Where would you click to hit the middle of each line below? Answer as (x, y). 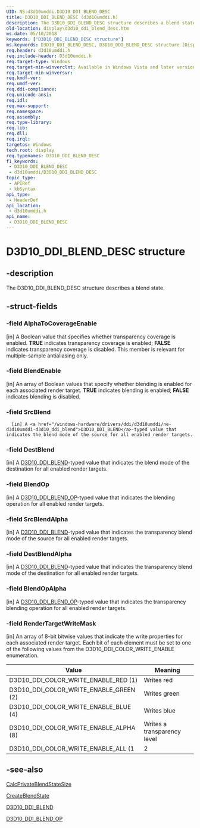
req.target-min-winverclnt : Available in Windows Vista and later (90, 67)
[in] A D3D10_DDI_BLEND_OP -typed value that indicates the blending (91, 497)
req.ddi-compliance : (32, 89)
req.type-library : (29, 123)
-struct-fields (32, 306)
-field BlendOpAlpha (36, 589)
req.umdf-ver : (24, 84)
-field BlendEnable (34, 371)
